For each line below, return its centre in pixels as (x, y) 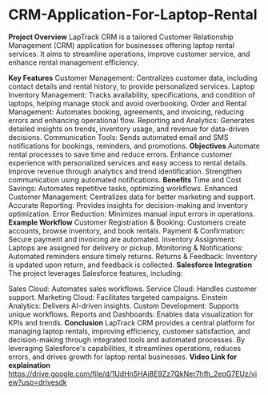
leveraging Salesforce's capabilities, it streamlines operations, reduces (125, 348)
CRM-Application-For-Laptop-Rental (133, 15)
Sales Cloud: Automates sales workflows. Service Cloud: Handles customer (133, 289)
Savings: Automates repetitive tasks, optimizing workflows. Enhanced (123, 188)
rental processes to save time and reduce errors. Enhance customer (120, 154)
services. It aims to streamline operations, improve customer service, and (129, 54)
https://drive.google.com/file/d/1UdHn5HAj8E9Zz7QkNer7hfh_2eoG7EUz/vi (133, 373)
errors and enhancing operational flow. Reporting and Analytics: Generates (132, 120)
